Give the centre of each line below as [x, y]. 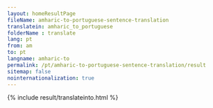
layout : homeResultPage [42, 13]
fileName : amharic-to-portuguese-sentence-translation [88, 20]
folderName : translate [42, 33]
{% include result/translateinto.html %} [63, 98]
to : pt [17, 53]
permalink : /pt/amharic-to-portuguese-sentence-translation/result [107, 65]
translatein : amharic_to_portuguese [60, 26]
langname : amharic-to [39, 59]
